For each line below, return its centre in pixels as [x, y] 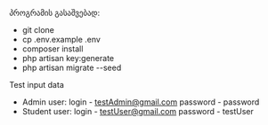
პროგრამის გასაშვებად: [55, 13]
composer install [53, 49]
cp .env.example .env [61, 39]
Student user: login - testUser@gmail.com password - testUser [138, 111]
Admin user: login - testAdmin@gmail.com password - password [141, 102]
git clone [38, 30]
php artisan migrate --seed [72, 67]
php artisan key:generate [68, 58]
